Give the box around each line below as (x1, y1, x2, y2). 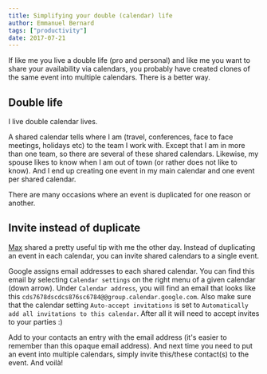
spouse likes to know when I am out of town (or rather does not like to (8, 158, 238, 167)
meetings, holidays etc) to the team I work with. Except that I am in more (8, 141, 245, 150)
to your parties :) (8, 317, 63, 326)
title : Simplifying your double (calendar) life (8, 11, 173, 20)
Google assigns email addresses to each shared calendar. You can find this (8, 266, 255, 275)
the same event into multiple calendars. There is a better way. (8, 72, 211, 82)
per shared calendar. (8, 174, 77, 184)
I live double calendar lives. (8, 117, 98, 127)
